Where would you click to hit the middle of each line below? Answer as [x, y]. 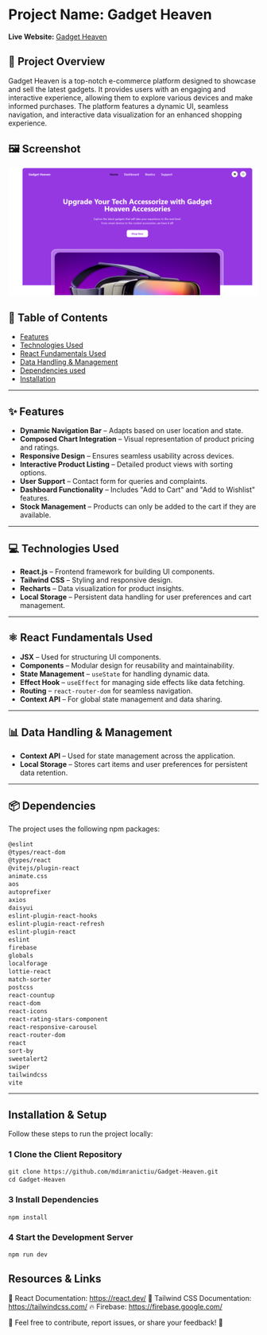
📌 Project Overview [57, 62]
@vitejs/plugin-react [44, 869]
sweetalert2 [28, 1059]
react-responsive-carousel [53, 1027]
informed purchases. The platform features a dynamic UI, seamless [118, 106]
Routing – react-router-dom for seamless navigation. [106, 691]
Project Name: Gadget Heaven [110, 15]
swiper [19, 1067]
